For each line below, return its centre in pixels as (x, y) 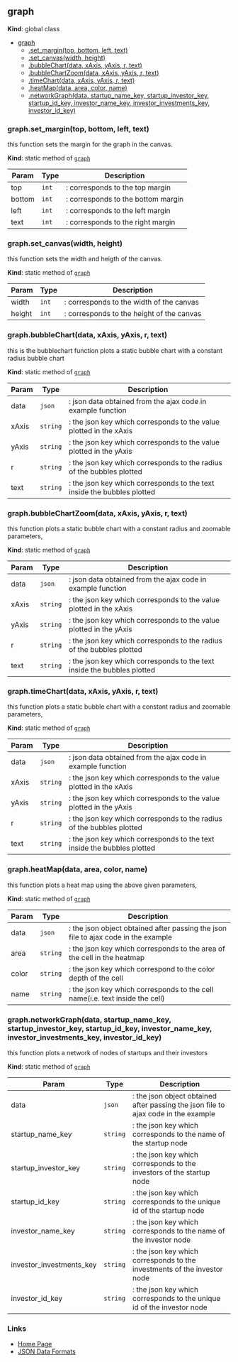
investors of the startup (171, 1172)
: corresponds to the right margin (121, 222)
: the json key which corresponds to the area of (147, 949)
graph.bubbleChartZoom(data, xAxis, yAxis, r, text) (97, 513)
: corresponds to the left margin (119, 211)
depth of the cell (96, 978)
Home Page (35, 1344)
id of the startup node (168, 1210)
